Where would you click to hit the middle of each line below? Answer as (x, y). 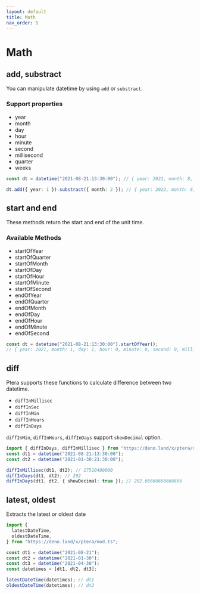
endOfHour (29, 320)
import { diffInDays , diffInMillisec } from (62, 448)
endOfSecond (32, 333)
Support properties (35, 104)
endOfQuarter (32, 301)
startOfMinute (32, 282)
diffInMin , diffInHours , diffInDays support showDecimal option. (84, 437)
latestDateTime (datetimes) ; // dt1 (50, 580)
